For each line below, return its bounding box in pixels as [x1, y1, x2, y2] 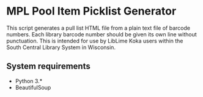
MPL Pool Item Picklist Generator [6, 4, 177, 18]
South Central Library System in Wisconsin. [6, 44, 116, 51]
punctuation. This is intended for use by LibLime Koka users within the [6, 37, 183, 44]
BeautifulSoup [15, 84, 51, 91]
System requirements [6, 61, 90, 72]
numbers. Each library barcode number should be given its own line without [6, 30, 197, 38]
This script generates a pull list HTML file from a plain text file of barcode [6, 24, 191, 32]
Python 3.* [15, 77, 43, 84]
